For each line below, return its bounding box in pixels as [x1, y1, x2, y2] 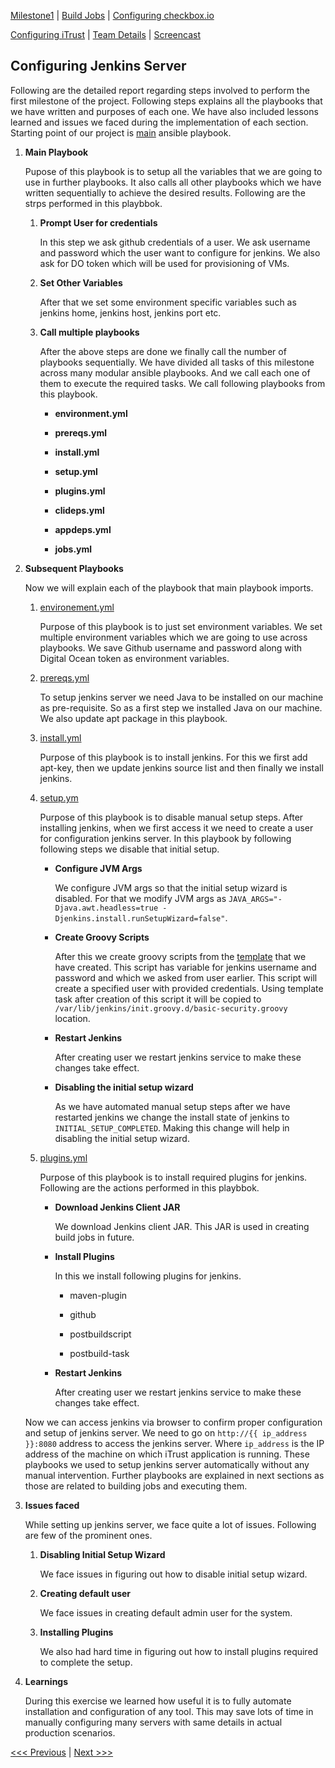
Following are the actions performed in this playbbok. [39, 1181, 260, 1194]
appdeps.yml [54, 523, 112, 535]
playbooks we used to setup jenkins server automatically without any [24, 1458, 310, 1470]
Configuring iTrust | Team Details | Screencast [10, 29, 201, 40]
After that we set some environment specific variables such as [39, 296, 297, 308]
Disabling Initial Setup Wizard [39, 1548, 166, 1560]
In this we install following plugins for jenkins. [54, 1270, 242, 1282]
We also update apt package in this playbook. [39, 712, 228, 724]
